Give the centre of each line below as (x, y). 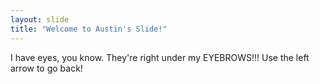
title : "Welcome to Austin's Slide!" (89, 29)
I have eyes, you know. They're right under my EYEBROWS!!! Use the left (160, 57)
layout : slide (40, 19)
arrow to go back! (46, 68)
